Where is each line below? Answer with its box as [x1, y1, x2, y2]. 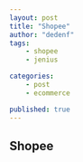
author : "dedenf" [9, 30, 75, 39]
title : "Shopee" [9, 22, 70, 31]
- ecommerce [25, 88, 70, 98]
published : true [9, 105, 70, 114]
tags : [9, 38, 30, 48]
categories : [9, 71, 54, 81]
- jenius [25, 55, 59, 64]
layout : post [9, 13, 59, 23]
